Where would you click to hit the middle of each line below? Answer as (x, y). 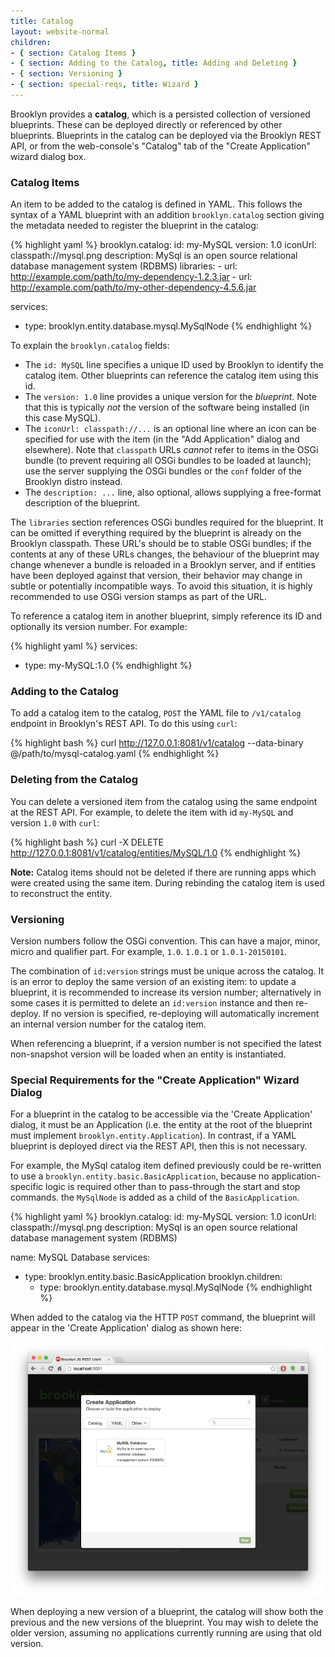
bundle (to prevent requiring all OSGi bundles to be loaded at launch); (168, 461)
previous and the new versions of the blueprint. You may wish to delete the (164, 1622)
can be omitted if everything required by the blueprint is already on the (156, 533)
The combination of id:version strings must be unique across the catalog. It (167, 971)
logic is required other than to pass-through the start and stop (173, 1187)
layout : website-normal (60, 31)
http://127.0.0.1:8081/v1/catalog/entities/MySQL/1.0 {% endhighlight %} (156, 852)
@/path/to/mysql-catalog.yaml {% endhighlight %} (115, 754)
